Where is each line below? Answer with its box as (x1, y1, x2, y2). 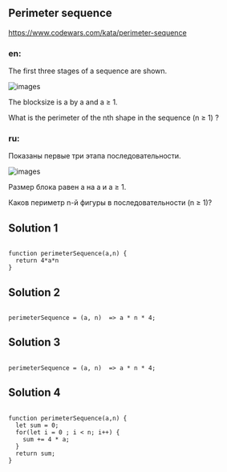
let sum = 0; (15, 421, 59, 429)
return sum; (15, 449, 56, 458)
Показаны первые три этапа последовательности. (8, 151, 182, 161)
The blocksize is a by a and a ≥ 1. (8, 97, 118, 107)
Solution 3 (8, 335, 61, 349)
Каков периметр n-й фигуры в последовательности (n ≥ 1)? (8, 198, 213, 207)
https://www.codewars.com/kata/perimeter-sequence (8, 27, 187, 37)
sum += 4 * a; (22, 435, 70, 443)
